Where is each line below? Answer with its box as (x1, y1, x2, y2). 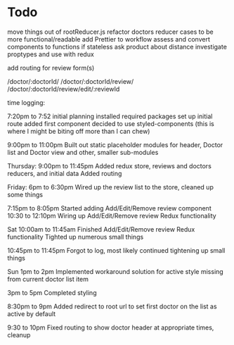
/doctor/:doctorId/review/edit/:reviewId (7, 84, 120, 93)
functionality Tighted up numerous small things (7, 232, 144, 241)
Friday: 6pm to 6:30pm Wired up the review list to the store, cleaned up (7, 182, 214, 191)
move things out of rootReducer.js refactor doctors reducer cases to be (7, 27, 214, 36)
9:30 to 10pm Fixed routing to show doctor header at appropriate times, (7, 323, 214, 332)
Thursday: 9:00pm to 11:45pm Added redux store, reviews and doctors (7, 161, 212, 170)
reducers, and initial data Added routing (7, 169, 122, 177)
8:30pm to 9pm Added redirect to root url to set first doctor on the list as (7, 302, 217, 310)
